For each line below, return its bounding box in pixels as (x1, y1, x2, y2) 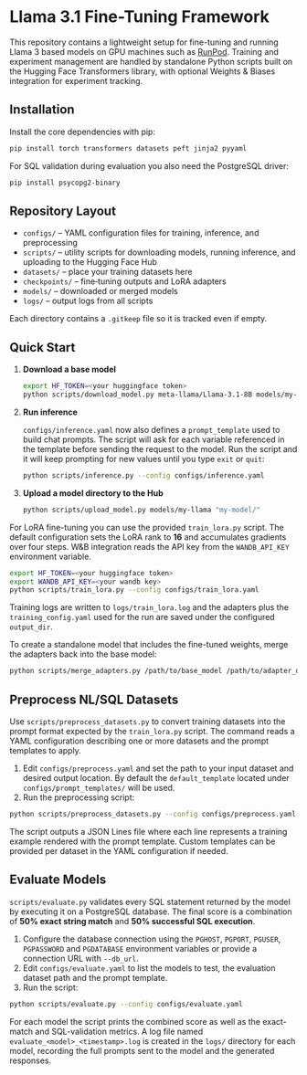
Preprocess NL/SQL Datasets (9, 691, 179, 707)
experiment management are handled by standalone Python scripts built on (9, 56, 293, 67)
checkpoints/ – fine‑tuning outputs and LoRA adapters (22, 276, 227, 287)
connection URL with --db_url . (22, 953, 139, 964)
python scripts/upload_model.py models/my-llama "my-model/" (22, 505, 261, 514)
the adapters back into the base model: (9, 648, 157, 659)
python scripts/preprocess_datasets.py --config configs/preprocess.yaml (9, 809, 297, 818)
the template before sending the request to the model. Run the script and (22, 443, 298, 454)
